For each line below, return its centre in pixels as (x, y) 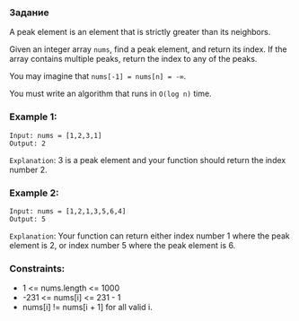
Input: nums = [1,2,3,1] (56, 135)
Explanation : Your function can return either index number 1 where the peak (149, 236)
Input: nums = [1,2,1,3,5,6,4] (68, 211)
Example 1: (33, 117)
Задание (29, 13)
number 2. (28, 169)
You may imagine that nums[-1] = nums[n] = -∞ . (98, 76)
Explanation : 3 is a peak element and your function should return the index (148, 160)
